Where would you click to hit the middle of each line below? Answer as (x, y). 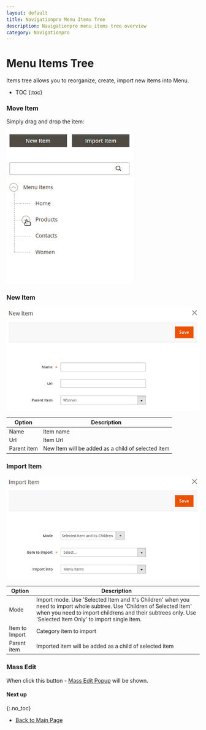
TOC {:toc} (29, 93)
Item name (56, 431)
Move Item (22, 109)
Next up (17, 694)
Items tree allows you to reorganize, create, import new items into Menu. (98, 80)
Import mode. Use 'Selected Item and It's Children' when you (113, 600)
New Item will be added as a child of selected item (106, 449)
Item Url (53, 440)
